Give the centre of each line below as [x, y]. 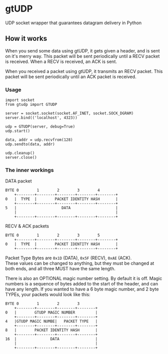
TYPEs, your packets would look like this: [48, 294]
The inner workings [30, 170]
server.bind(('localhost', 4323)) [41, 118]
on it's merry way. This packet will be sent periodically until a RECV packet [82, 56]
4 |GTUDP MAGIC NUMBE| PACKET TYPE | [52, 321]
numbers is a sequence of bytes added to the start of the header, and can [82, 284]
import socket [20, 100]
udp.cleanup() [20, 153]
